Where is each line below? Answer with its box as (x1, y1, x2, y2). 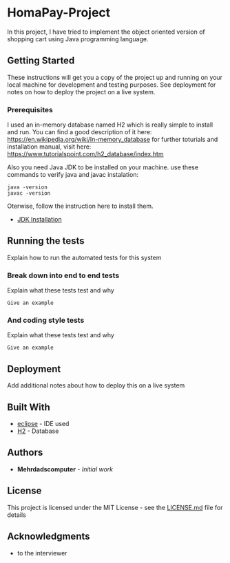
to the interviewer (17, 549, 67, 557)
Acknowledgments (7, 531, 91, 542)
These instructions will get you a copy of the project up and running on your (7, 73, 222, 81)
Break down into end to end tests (7, 270, 120, 280)
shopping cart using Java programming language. (7, 34, 149, 43)
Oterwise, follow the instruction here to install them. (7, 202, 154, 211)
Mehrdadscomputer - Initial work (17, 465, 114, 473)
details (7, 511, 26, 519)
